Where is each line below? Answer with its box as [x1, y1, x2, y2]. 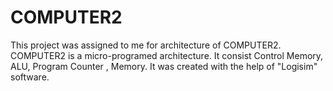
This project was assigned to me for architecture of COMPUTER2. [10, 39, 282, 51]
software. [10, 71, 50, 83]
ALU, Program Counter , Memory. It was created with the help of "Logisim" [10, 60, 318, 72]
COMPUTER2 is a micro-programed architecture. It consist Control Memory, [10, 49, 324, 61]
